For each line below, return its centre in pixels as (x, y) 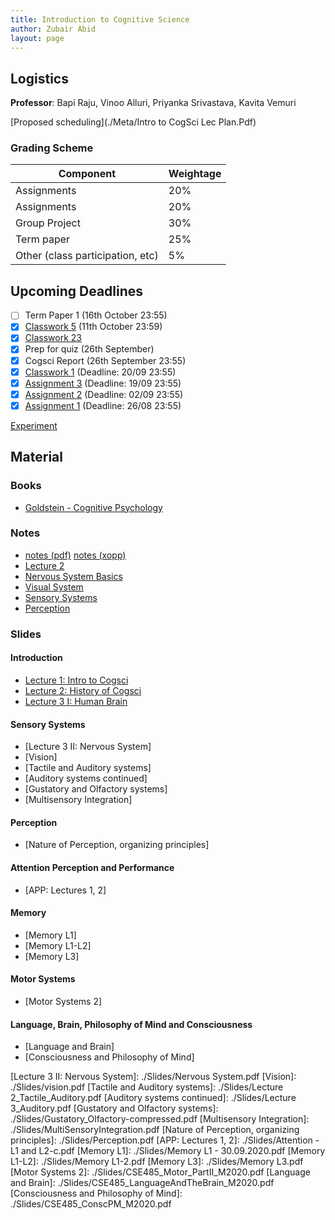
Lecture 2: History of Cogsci (83, 690)
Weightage (195, 174)
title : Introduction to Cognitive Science (100, 19)
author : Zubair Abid (53, 29)
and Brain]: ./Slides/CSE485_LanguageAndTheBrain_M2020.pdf (142, 1183)
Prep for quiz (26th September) (89, 349)
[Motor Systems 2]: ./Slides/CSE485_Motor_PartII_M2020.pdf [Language (160, 1172)
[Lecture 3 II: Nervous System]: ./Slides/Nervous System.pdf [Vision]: (153, 1077)
